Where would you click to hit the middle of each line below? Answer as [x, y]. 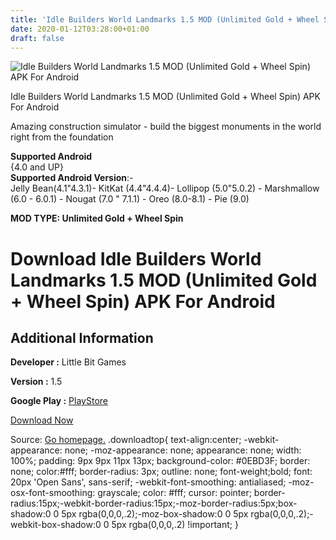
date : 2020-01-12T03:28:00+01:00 [80, 29]
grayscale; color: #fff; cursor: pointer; [174, 493]
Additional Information [82, 337]
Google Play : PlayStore [59, 401]
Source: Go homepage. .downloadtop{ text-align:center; [126, 440]
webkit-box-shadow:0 [56, 525]
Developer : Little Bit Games [68, 362]
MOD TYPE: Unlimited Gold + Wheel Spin [97, 218]
